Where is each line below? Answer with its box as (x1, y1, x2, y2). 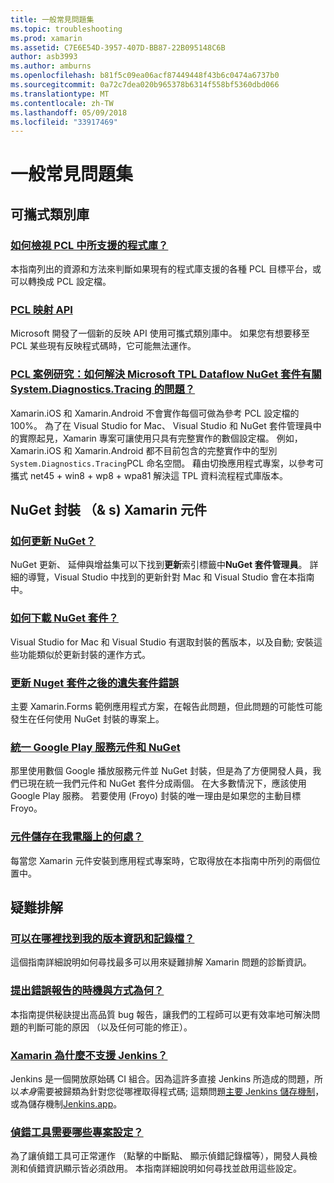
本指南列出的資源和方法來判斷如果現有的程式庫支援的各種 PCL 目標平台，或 (10, 263, 322, 275)
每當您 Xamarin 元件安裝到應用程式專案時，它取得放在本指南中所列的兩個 (10, 854, 312, 866)
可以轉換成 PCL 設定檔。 (10, 276, 112, 288)
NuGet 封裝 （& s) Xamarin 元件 (10, 502, 207, 519)
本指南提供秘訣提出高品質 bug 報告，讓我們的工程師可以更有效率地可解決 (10, 1008, 312, 1020)
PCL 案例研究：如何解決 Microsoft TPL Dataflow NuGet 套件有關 (10, 367, 322, 381)
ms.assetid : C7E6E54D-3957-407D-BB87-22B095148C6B (10, 42, 226, 53)
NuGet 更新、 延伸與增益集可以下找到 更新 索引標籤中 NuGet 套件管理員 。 (10, 559, 308, 571)
